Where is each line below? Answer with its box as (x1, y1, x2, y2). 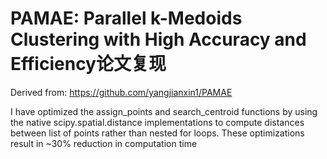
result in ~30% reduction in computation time (10, 137, 198, 149)
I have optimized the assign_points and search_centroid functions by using (10, 105, 318, 117)
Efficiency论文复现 (10, 53, 167, 76)
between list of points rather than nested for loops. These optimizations (10, 127, 305, 139)
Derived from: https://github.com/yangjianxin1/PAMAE (10, 86, 233, 98)
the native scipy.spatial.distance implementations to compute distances (10, 116, 305, 128)
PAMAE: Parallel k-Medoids (10, 7, 243, 30)
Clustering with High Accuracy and (10, 28, 307, 51)
